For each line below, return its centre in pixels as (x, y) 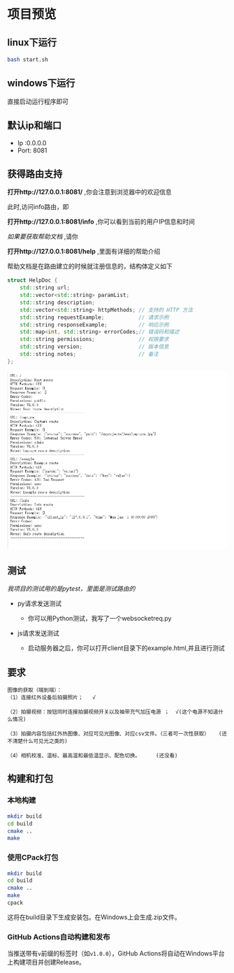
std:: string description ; (58, 302)
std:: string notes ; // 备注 (89, 354)
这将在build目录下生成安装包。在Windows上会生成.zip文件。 (94, 917)
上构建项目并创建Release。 (46, 963)
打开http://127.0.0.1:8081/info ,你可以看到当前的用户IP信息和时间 (101, 222)
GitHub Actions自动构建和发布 (59, 937)
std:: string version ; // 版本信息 (94, 347)
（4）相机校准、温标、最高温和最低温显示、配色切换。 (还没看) (93, 756)
